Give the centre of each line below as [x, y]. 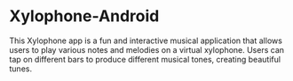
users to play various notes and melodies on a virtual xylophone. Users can [147, 49]
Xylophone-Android [84, 16]
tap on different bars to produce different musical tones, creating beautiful [145, 59]
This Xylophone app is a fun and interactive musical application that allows [146, 40]
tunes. [21, 69]
